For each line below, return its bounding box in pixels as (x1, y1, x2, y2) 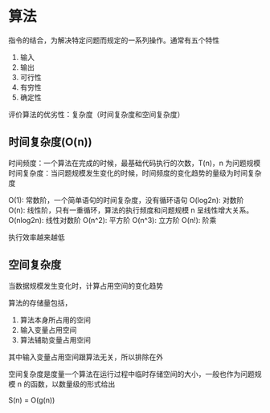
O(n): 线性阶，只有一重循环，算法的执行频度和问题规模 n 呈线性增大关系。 (8, 205, 254, 215)
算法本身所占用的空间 (19, 314, 91, 325)
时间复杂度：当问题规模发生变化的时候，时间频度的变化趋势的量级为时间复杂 (8, 168, 262, 177)
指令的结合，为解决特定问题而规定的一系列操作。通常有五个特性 (8, 35, 219, 45)
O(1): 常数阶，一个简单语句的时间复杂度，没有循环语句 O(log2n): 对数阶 (8, 195, 244, 204)
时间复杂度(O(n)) (8, 136, 92, 149)
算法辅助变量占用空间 (19, 334, 91, 345)
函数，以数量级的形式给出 (31, 379, 116, 389)
